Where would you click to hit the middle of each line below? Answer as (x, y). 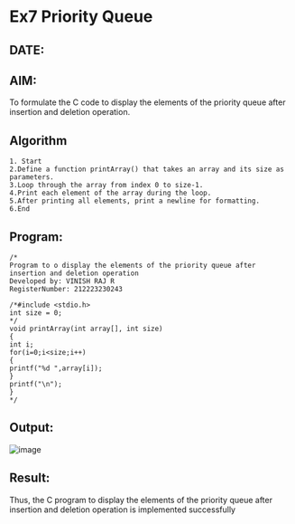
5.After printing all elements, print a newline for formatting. (134, 201)
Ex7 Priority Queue (81, 17)
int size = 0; (36, 313)
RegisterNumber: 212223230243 (66, 290)
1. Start (26, 162)
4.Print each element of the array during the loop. (111, 193)
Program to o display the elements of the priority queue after (133, 266)
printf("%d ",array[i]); (56, 368)
